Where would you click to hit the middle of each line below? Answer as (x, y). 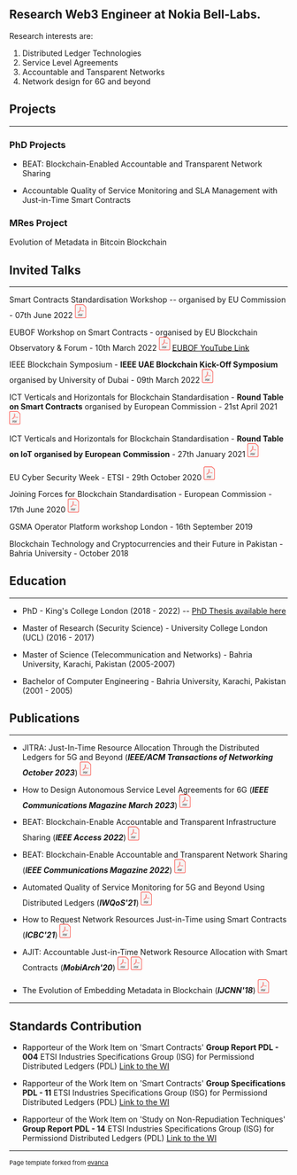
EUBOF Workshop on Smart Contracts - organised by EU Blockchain (133, 332)
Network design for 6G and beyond (86, 81)
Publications (45, 718)
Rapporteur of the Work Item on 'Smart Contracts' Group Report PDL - (150, 1047)
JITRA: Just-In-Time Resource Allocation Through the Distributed (141, 748)
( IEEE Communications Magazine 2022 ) (97, 870)
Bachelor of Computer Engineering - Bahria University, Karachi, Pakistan (154, 681)
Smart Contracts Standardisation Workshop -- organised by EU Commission (148, 300)
